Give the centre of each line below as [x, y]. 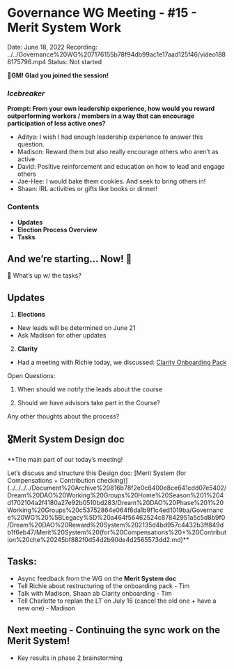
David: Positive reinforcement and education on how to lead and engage [121, 167]
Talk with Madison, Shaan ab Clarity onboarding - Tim [94, 593]
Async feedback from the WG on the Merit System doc [97, 578]
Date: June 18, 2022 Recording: [52, 47]
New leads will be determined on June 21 [76, 328]
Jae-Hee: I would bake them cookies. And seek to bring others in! [111, 181]
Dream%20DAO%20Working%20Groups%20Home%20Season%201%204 [116, 495]
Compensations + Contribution [52, 480]
